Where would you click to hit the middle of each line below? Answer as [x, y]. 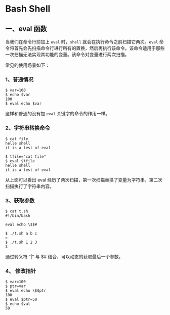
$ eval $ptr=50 [21, 300]
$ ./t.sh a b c [21, 233]
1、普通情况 [19, 79]
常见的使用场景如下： [27, 65]
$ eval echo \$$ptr [26, 291]
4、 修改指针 [21, 271]
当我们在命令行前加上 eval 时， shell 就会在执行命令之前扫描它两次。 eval [82, 42]
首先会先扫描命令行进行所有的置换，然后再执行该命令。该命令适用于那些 [89, 48]
